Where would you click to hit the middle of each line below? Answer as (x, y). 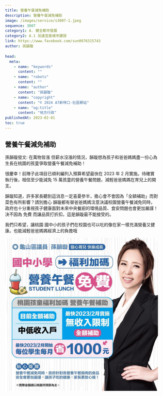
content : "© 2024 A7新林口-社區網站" (53, 103)
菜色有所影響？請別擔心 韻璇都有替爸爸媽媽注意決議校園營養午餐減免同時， (80, 202)
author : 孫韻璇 (19, 46)
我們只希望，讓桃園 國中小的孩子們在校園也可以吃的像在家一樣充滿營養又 (78, 224)
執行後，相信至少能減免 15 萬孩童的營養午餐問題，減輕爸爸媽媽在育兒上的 (78, 179)
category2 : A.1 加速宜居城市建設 (36, 36)
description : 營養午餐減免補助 (34, 15)
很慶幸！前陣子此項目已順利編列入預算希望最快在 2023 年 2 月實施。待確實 (80, 173)
